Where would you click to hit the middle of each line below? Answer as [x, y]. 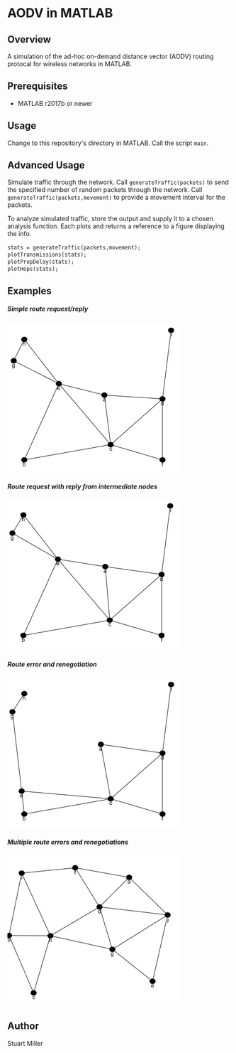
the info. [19, 234]
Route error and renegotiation [52, 664]
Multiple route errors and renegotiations [68, 842]
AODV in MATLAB [60, 13]
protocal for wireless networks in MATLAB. [70, 64]
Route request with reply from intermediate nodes [83, 487]
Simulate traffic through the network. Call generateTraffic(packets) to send [118, 182]
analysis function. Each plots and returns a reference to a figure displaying [116, 226]
